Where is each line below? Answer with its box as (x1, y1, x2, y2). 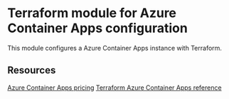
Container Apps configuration (7, 20, 188, 36)
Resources (7, 64, 56, 76)
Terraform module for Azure (7, 5, 176, 21)
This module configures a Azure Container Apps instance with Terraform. (7, 43, 223, 52)
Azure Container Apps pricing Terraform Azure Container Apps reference (7, 83, 222, 92)
